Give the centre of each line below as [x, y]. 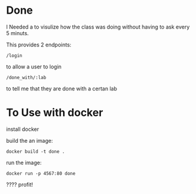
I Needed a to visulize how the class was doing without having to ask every [98, 27]
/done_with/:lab [26, 77]
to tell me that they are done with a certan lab [62, 88]
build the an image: [30, 140]
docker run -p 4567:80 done [41, 173]
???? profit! [20, 184]
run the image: [24, 162]
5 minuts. [18, 33]
